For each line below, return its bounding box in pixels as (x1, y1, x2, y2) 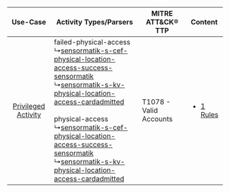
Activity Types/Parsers (55, 17, 133, 27)
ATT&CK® (146, 17, 179, 27)
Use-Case (11, 17, 47, 27)
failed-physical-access (53, 38, 131, 46)
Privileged (12, 102, 46, 111)
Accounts (142, 114, 173, 124)
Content (190, 17, 218, 27)
